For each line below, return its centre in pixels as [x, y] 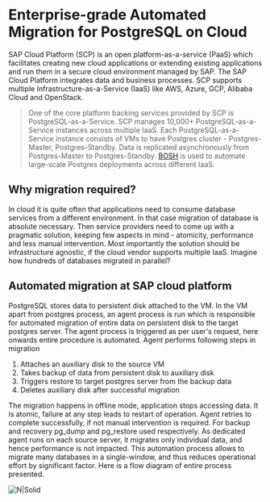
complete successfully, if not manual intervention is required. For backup [129, 422]
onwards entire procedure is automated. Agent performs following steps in [132, 340]
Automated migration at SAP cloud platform [120, 286]
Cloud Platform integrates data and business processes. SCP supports [125, 80]
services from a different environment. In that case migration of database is [134, 218]
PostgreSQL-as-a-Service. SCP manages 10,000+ [111, 121]
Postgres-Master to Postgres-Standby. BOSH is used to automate [137, 156]
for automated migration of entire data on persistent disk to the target [124, 322]
